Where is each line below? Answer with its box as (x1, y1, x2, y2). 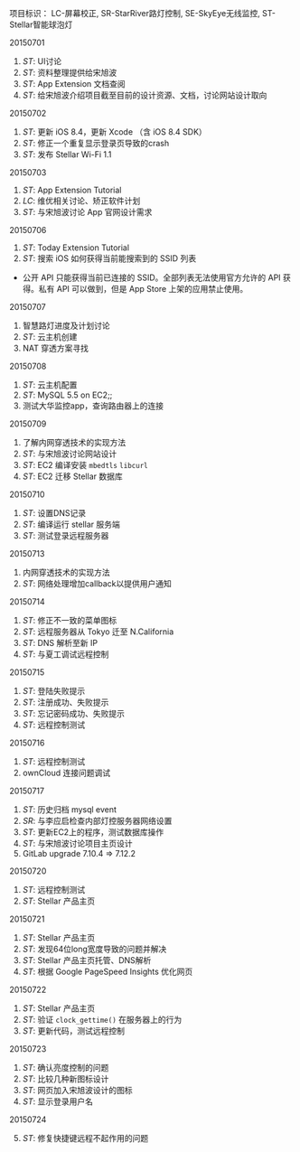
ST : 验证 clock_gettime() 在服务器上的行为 (22, 1015, 183, 1025)
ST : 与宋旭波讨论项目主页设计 (22, 838, 133, 848)
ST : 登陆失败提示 (22, 686, 86, 696)
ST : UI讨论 (22, 56, 61, 66)
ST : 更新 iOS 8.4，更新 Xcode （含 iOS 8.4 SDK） (22, 126, 208, 137)
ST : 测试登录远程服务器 (22, 530, 109, 540)
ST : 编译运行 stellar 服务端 (22, 519, 120, 529)
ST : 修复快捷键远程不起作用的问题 (22, 1133, 149, 1143)
